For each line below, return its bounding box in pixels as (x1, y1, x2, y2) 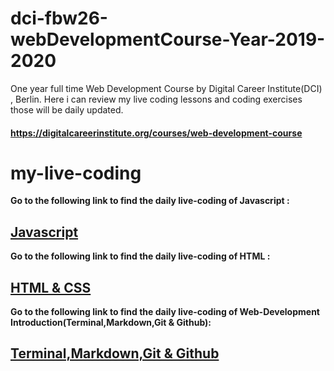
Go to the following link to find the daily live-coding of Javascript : (10, 195, 290, 207)
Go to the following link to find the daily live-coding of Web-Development (10, 306, 320, 318)
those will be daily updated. (10, 103, 124, 116)
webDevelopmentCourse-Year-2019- (10, 28, 326, 51)
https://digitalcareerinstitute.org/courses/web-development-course (10, 127, 303, 139)
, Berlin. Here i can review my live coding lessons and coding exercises (10, 93, 303, 105)
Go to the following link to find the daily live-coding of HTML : (10, 250, 271, 262)
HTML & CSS (10, 279, 92, 296)
